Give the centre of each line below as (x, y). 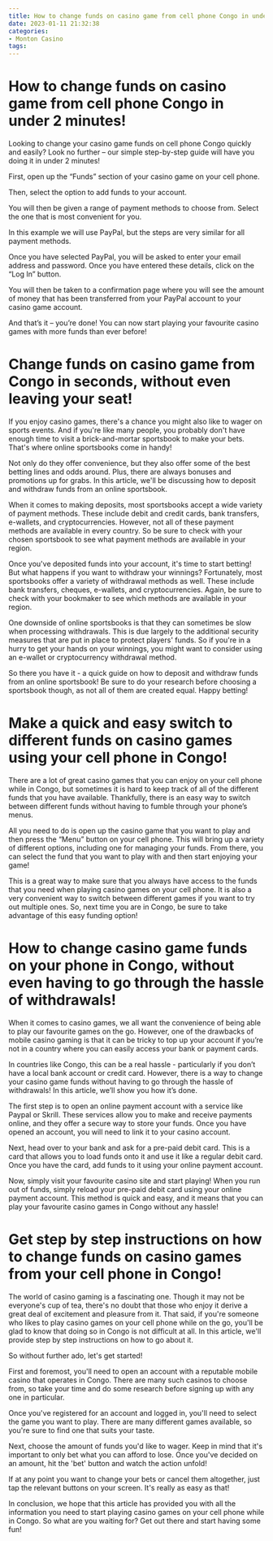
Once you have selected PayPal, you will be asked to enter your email (125, 257)
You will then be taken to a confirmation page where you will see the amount (136, 290)
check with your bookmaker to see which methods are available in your (128, 598)
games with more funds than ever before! (78, 332)
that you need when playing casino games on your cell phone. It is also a (130, 889)
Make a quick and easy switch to (121, 723)
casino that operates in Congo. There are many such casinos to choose (128, 1380)
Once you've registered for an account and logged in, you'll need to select (133, 1413)
